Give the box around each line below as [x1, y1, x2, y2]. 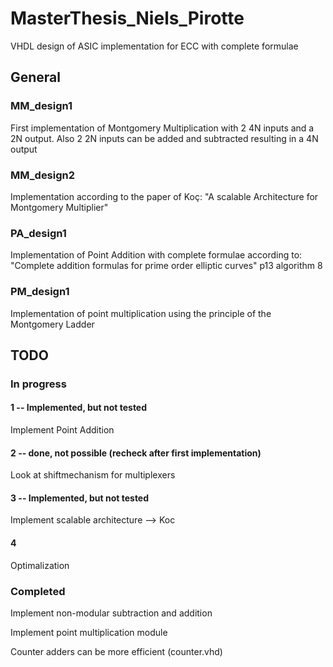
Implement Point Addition [10, 424, 115, 436]
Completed [10, 584, 66, 598]
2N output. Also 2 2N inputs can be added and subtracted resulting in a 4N [10, 132, 319, 144]
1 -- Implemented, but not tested [10, 402, 148, 414]
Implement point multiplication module [10, 626, 168, 638]
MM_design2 [10, 168, 76, 182]
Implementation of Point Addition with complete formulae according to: [10, 249, 303, 261]
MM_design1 [10, 99, 73, 113]
